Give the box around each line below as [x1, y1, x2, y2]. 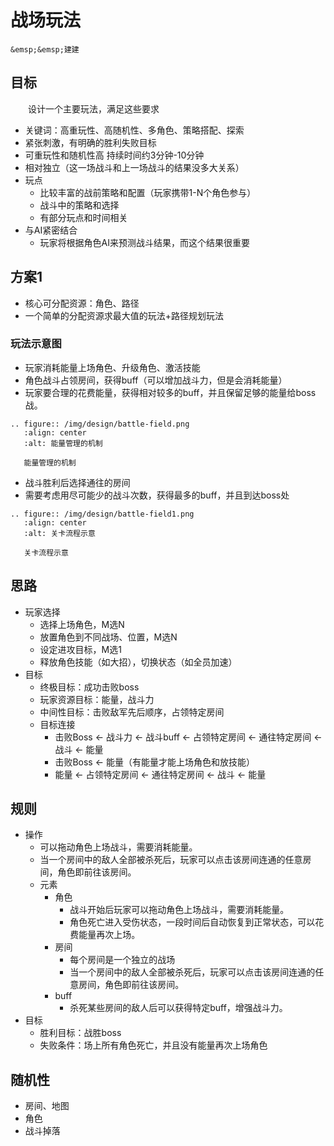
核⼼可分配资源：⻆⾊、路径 [24, 297, 140, 309]
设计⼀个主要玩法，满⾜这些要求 [28, 102, 160, 115]
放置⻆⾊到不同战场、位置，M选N [39, 631, 178, 643]
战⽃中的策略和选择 [39, 199, 120, 211]
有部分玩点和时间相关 [39, 211, 128, 223]
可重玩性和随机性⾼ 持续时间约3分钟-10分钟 [24, 149, 205, 161]
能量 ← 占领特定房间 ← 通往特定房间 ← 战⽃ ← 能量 [54, 768, 267, 780]
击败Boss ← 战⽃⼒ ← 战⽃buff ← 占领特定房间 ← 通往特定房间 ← [54, 731, 323, 743]
